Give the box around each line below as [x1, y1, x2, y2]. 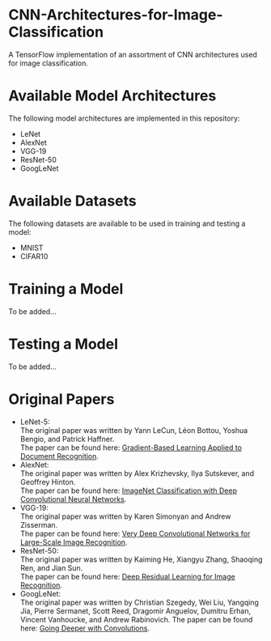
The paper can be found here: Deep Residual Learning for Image [19, 571, 236, 581]
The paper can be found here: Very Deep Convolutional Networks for [19, 529, 251, 538]
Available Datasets [8, 192, 137, 210]
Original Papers [8, 390, 115, 408]
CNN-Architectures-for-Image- [8, 6, 223, 24]
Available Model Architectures [8, 87, 217, 105]
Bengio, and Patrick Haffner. [19, 434, 115, 444]
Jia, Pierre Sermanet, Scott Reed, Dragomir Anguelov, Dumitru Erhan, [19, 605, 252, 616]
